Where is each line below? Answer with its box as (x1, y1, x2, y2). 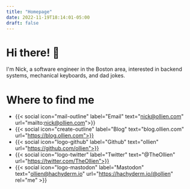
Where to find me (6, 93, 94, 107)
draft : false (6, 20, 39, 26)
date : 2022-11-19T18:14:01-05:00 (6, 14, 90, 20)
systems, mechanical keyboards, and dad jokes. (6, 72, 125, 79)
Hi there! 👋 (6, 46, 60, 59)
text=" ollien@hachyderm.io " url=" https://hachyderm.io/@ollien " (14, 170, 173, 178)
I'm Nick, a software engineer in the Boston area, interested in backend (6, 65, 182, 73)
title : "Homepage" (6, 8, 52, 15)
